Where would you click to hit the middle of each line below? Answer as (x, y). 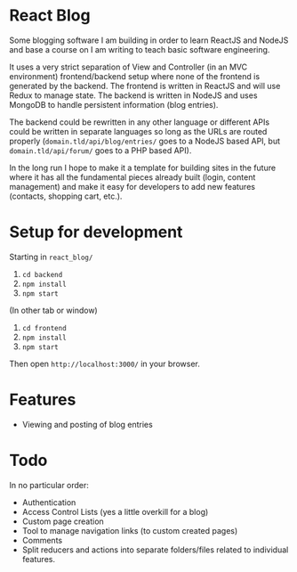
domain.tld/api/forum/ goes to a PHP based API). (100, 150)
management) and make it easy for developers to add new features (132, 186)
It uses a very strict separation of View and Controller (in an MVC (128, 67)
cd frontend (44, 328)
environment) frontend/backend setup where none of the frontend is (135, 76)
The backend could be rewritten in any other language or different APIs (139, 122)
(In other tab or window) (53, 310)
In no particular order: (49, 485)
